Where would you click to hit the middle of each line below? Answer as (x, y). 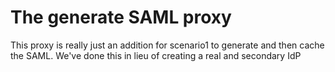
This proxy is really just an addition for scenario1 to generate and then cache (167, 45)
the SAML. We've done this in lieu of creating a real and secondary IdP (156, 55)
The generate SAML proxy (121, 17)
